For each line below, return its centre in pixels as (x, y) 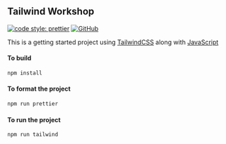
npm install (25, 73)
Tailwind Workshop (51, 12)
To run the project (34, 119)
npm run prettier (33, 104)
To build (19, 58)
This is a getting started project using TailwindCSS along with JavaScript (113, 42)
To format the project (39, 89)
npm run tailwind (33, 135)
